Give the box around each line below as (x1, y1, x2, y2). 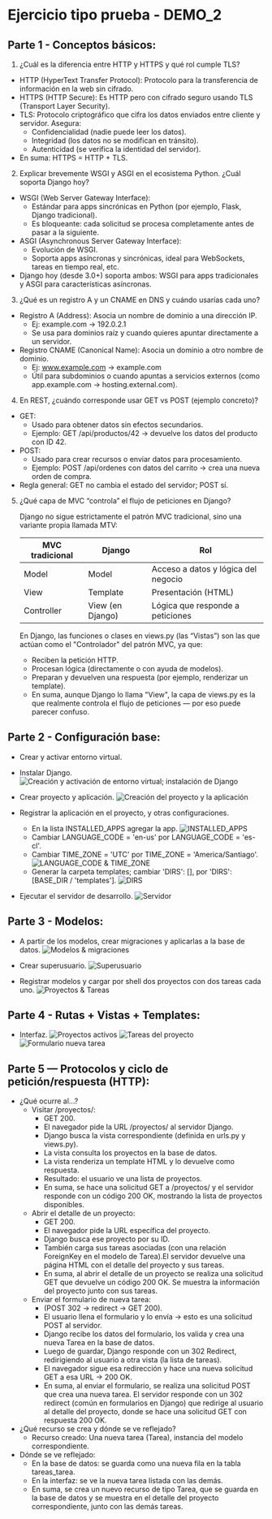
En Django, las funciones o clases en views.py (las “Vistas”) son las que (19, 631, 261, 641)
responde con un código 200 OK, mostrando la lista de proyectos (43, 1191, 263, 1201)
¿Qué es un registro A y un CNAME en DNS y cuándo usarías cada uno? (19, 295, 261, 304)
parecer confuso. (31, 707, 90, 716)
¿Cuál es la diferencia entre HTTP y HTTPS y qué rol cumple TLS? (19, 59, 240, 69)
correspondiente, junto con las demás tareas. (31, 1502, 183, 1512)
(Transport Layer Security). (19, 101, 110, 110)
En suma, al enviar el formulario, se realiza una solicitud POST (43, 1381, 251, 1391)
